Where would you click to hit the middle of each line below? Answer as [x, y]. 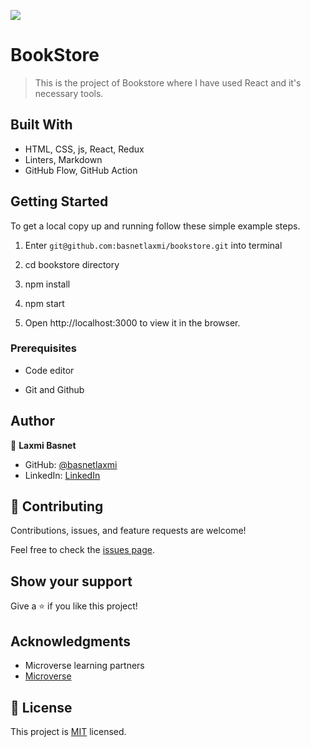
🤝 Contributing [57, 506]
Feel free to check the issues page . [82, 550]
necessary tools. [69, 93]
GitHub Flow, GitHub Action [81, 170]
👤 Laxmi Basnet [43, 445]
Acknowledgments [71, 641]
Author [32, 421]
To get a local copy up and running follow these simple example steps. [155, 226]
